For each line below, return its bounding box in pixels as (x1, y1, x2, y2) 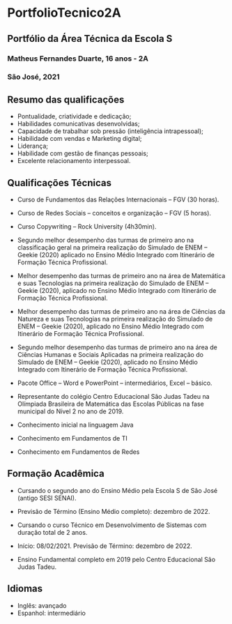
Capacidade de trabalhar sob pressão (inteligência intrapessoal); (17, 127, 204, 135)
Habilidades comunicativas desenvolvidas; (17, 120, 140, 128)
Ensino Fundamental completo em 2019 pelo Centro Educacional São (17, 555, 216, 563)
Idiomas (7, 583, 43, 595)
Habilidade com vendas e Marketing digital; (17, 135, 142, 143)
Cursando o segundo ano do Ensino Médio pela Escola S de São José (17, 486, 218, 494)
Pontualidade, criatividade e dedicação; (17, 112, 132, 121)
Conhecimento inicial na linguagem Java (17, 420, 134, 429)
